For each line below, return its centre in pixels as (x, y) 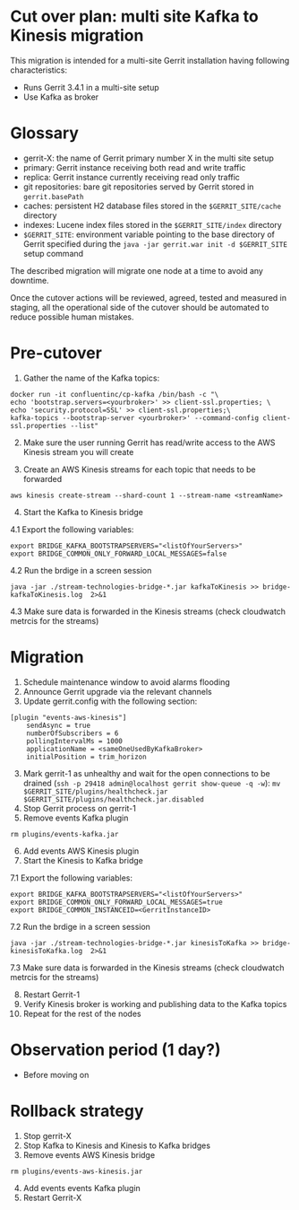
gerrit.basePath (53, 197)
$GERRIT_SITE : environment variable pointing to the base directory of (149, 234)
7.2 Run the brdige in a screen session (81, 926)
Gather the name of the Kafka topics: (91, 378)
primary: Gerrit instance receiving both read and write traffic (134, 167)
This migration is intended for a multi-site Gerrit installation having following (150, 60)
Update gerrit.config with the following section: (110, 701)
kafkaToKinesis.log (47, 594)
